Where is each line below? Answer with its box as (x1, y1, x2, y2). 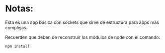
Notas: (5, 3, 34, 14)
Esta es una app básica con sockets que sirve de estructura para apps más (5, 19, 159, 25)
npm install (5, 44, 30, 49)
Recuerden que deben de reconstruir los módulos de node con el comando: (5, 34, 161, 40)
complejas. (5, 24, 28, 30)
